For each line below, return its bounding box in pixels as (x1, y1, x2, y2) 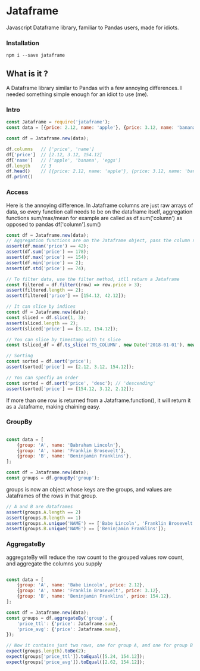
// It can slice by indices (6, 304, 76, 310)
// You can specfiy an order (6, 375, 79, 381)
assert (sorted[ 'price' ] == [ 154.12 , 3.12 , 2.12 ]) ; (6, 386, 135, 392)
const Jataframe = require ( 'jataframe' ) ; (6, 119, 111, 125)
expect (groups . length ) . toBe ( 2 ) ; (6, 648, 86, 654)
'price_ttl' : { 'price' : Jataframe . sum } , (17, 620, 118, 627)
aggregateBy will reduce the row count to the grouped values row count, (6, 554, 185, 561)
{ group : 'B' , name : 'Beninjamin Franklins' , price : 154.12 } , (17, 593, 172, 599)
